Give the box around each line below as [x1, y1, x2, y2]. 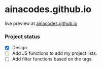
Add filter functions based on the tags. [12, 56, 93, 62]
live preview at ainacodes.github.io [5, 20, 78, 26]
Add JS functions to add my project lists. [12, 50, 97, 56]
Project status [5, 33, 40, 40]
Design [12, 45, 27, 51]
